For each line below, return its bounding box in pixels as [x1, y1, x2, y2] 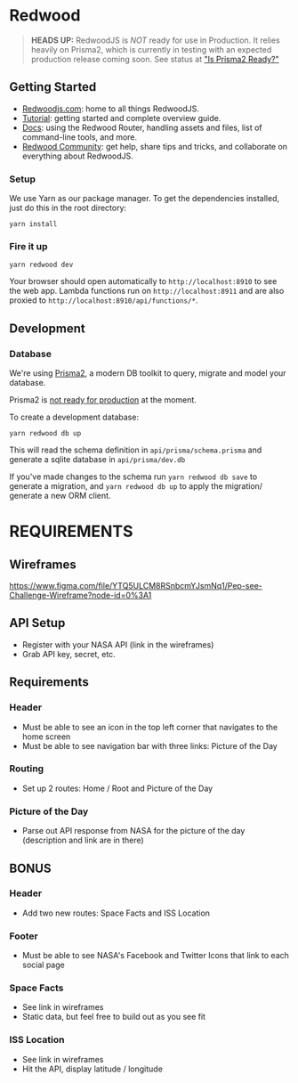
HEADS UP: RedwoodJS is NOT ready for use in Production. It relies [30, 35, 280, 45]
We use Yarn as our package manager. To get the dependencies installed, [9, 193, 280, 204]
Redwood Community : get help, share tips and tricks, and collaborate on [21, 141, 287, 151]
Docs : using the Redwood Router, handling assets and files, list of [21, 122, 262, 133]
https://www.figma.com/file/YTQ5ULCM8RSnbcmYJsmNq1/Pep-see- [9, 581, 262, 591]
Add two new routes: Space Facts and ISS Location [21, 908, 211, 918]
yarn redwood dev [9, 260, 74, 270]
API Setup [9, 615, 66, 631]
